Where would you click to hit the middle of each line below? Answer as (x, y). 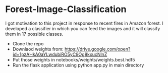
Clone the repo (28, 43)
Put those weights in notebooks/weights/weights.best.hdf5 (74, 59)
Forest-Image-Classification (66, 9)
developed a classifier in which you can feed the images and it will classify (83, 28)
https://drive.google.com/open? (98, 49)
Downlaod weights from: (38, 49)
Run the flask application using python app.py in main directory (78, 65)
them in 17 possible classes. (34, 34)
